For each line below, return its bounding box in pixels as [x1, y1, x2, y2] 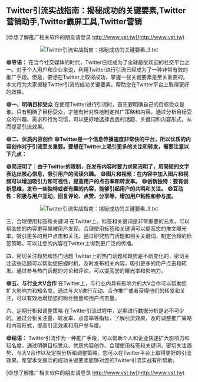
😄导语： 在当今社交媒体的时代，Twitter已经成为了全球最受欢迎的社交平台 [6, 59, 185, 66]
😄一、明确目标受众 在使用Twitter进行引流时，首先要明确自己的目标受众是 [6, 101, 185, 108]
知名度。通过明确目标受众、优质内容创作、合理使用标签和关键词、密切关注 [6, 342, 187, 349]
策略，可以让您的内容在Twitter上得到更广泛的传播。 [11, 239, 137, 247]
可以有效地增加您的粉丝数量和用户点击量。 [16, 294, 120, 302]
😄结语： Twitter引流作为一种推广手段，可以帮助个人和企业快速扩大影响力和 [6, 334, 190, 341]
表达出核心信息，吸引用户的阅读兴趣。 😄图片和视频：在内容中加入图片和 [6, 170, 184, 177]
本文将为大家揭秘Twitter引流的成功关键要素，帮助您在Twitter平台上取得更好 [6, 80, 190, 88]
